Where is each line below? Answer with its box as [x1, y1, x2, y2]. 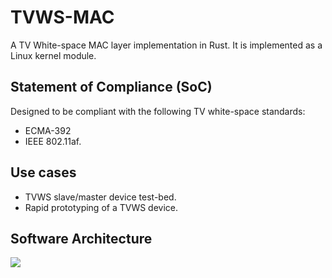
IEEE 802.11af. [24, 135, 82, 147]
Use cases [10, 164, 77, 181]
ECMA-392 [24, 124, 72, 136]
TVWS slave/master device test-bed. [24, 191, 177, 203]
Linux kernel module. [10, 49, 97, 61]
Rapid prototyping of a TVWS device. [24, 201, 179, 213]
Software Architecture [10, 230, 153, 247]
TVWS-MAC [10, 6, 115, 29]
